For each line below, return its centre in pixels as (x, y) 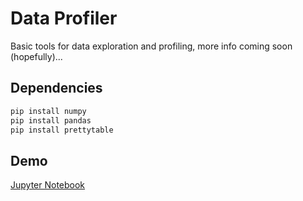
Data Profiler (64, 18)
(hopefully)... (36, 56)
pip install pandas (51, 120)
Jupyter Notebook (48, 185)
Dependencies (56, 88)
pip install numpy (48, 111)
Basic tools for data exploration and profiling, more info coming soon (151, 46)
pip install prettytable (62, 130)
